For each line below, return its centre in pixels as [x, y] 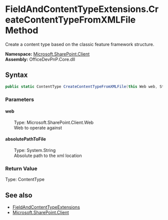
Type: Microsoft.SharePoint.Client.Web [54, 122]
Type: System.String [35, 150]
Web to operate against [38, 127]
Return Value [21, 168]
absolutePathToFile [26, 139]
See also [19, 195]
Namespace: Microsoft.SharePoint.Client [47, 54]
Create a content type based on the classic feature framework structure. [80, 44]
